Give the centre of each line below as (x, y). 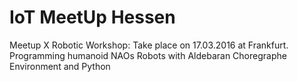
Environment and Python (60, 66)
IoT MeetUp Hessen (92, 17)
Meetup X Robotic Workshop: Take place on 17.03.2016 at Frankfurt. (149, 45)
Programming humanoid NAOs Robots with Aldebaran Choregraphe (148, 55)
